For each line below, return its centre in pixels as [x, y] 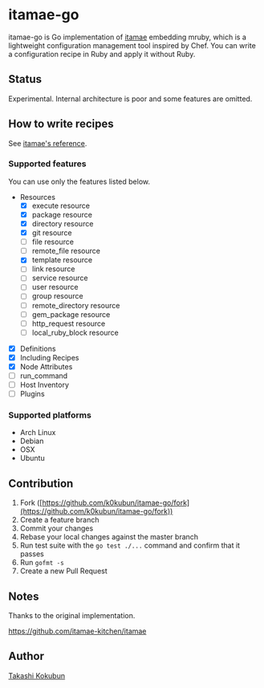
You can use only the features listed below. [79, 181]
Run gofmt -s [42, 563]
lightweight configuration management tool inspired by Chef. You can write [132, 45]
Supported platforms [50, 415]
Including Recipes [49, 357]
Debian [32, 441]
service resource [60, 278]
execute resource [61, 206]
